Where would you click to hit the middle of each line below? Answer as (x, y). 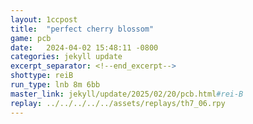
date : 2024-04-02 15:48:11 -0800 (84, 47)
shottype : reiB (42, 76)
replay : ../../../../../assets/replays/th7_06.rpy (118, 103)
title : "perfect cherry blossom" (82, 29)
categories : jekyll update (66, 57)
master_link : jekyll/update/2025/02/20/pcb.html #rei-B (127, 94)
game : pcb (31, 38)
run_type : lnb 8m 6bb (55, 85)
